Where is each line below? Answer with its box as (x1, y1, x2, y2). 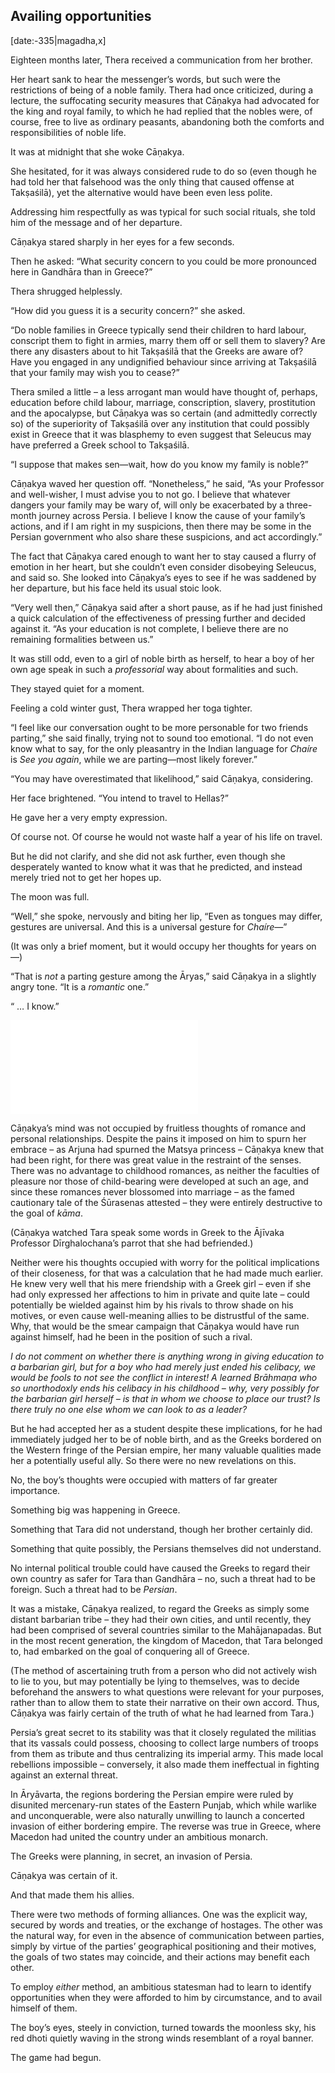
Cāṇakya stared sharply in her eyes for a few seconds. (10, 235, 235, 248)
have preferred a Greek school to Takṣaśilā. (10, 439, 190, 451)
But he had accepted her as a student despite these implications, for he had (10, 1422, 323, 1434)
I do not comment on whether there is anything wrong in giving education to (10, 1350, 325, 1362)
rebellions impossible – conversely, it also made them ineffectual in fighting (10, 1758, 320, 1770)
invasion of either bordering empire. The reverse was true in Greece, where (10, 1820, 322, 1832)
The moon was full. (10, 890, 90, 903)
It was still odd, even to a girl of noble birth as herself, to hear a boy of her (10, 652, 315, 664)
